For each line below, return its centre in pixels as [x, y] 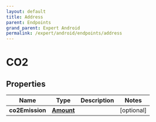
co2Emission [28, 110]
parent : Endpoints [29, 22]
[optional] [133, 110]
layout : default [26, 11]
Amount [64, 110]
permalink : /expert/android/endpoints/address [64, 33]
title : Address [25, 17]
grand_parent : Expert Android [43, 28]
